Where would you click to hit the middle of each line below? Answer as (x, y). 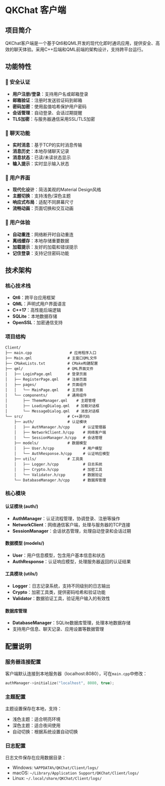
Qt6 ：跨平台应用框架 (34, 298)
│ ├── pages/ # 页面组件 (46, 385)
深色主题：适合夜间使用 (36, 726)
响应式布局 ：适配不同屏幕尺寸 (43, 202)
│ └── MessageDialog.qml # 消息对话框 (52, 411)
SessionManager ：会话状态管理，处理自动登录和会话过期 (72, 531)
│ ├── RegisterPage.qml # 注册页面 (46, 379)
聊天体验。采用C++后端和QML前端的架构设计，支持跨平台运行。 (80, 49)
